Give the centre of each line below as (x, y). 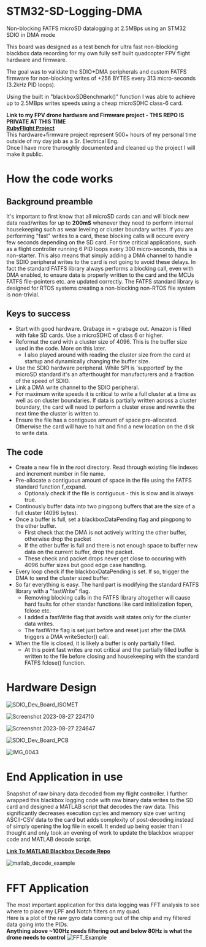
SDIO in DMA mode (31, 34)
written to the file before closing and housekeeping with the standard (112, 656)
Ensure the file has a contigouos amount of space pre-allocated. (96, 420)
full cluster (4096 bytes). (47, 512)
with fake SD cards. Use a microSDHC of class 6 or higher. (89, 335)
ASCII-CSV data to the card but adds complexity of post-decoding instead (100, 820)
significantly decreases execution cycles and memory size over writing (96, 813)
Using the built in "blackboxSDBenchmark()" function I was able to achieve (101, 96)
